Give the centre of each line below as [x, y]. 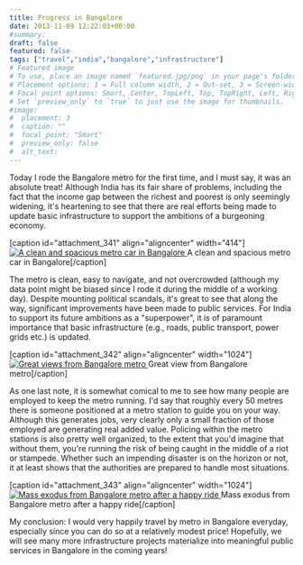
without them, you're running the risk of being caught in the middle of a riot [149, 448]
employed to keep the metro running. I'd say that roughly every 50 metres [147, 400]
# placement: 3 [40, 118]
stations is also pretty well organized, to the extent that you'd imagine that [147, 439]
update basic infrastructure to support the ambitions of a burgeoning [137, 215]
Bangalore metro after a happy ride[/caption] [92, 504]
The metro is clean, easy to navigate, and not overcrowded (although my [144, 279]
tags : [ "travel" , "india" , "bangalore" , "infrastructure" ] [116, 59]
